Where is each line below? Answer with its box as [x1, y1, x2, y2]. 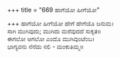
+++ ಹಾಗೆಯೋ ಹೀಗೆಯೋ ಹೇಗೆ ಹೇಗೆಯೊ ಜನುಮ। [7, 20, 114, 27]
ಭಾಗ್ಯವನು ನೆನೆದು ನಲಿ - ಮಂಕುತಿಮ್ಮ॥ [7, 42, 84, 50]
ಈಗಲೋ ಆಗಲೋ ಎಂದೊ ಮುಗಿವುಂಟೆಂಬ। [7, 35, 95, 43]
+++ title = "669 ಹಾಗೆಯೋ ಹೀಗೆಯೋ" [7, 6, 100, 14]
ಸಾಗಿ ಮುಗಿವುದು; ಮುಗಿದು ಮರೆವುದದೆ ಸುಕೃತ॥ [7, 27, 102, 35]
